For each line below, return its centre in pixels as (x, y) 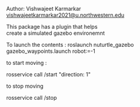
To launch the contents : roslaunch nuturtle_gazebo (70, 45)
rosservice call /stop (32, 98)
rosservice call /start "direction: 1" (49, 74)
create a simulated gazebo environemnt (56, 33)
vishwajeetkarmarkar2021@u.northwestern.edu (65, 15)
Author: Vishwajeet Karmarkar (44, 9)
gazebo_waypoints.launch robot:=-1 (51, 51)
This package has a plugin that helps (52, 27)
